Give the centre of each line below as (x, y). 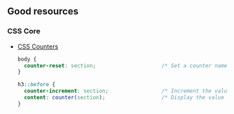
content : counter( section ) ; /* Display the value (124, 98)
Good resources (43, 11)
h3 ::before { (36, 85)
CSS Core (24, 31)
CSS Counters (38, 46)
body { (27, 59)
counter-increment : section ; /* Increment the (118, 91)
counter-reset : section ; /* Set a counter (118, 65)
